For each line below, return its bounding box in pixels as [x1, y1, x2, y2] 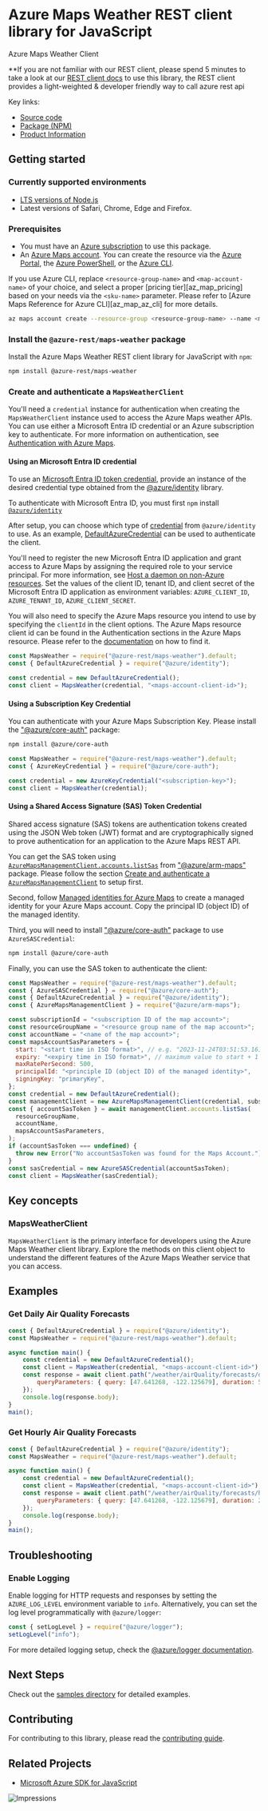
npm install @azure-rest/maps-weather [8, 368, 137, 376]
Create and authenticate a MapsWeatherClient [8, 386, 184, 397]
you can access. [8, 1261, 62, 1272]
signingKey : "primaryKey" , [15, 1075, 105, 1084]
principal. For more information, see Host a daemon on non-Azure [8, 570, 225, 580]
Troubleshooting [8, 1548, 93, 1562]
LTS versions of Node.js [19, 194, 99, 205]
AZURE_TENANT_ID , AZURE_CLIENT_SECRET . [8, 595, 136, 605]
